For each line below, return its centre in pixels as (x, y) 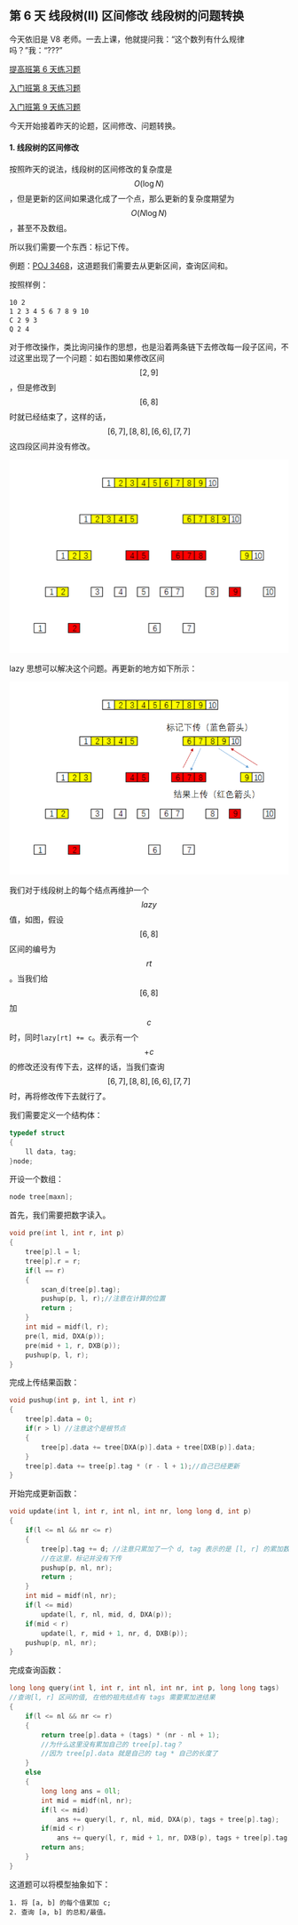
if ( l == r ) (45, 1270)
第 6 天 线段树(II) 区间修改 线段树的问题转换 (127, 16)
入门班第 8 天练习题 (45, 88)
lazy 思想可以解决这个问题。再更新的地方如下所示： (103, 668)
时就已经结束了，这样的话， (60, 417)
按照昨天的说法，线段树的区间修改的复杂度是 (91, 169)
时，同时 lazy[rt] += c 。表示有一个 (74, 1037)
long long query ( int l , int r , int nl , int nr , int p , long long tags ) (145, 1688)
